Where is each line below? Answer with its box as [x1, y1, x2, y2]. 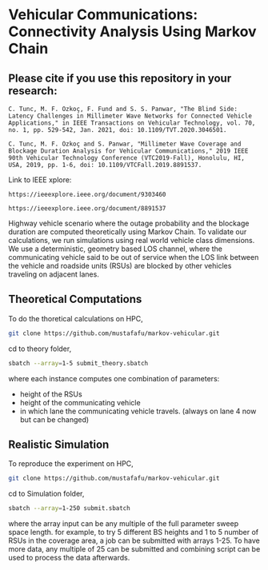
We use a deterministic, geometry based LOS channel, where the [8, 244, 222, 253]
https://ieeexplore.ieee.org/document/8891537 [8, 205, 166, 213]
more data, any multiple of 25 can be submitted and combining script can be [8, 544, 261, 554]
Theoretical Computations [8, 293, 142, 306]
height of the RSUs [19, 389, 82, 399]
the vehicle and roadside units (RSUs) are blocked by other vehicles [8, 261, 232, 270]
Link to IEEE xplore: [8, 175, 72, 185]
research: [8, 84, 58, 98]
